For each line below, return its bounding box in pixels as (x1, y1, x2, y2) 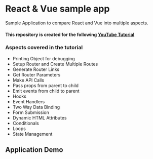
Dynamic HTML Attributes (12, 114, 67, 121)
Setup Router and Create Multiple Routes (12, 61, 98, 67)
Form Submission (12, 109, 49, 115)
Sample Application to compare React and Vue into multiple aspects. (5, 20, 148, 26)
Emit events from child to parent (12, 88, 80, 94)
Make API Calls (12, 77, 45, 83)
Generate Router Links (12, 66, 60, 72)
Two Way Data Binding (12, 104, 60, 110)
